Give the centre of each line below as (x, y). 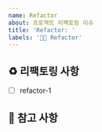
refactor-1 (35, 90)
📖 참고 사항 (33, 117)
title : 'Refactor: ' (42, 30)
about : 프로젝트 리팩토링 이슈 (51, 23)
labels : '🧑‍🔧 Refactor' (45, 37)
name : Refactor (33, 15)
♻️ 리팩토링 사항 (44, 71)
